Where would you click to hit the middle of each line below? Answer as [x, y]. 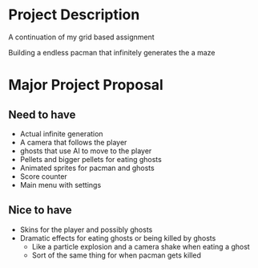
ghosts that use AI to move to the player [86, 151]
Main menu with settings [60, 185]
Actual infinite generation [61, 133]
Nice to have [40, 210]
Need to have [42, 114]
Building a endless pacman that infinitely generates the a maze [112, 52]
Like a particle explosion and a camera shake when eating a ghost [141, 246]
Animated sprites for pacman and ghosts [87, 168]
